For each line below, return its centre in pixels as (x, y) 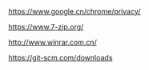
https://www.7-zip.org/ (46, 27)
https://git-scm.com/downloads (60, 58)
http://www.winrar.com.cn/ (53, 42)
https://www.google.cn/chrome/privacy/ (74, 12)
